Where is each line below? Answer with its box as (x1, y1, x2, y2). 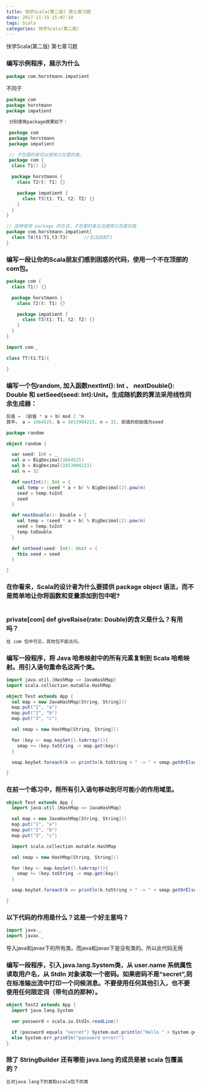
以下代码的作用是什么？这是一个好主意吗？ (6, 913, 129, 922)
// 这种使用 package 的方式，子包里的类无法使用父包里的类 (6, 223, 136, 229)
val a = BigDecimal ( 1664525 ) (11, 457, 84, 463)
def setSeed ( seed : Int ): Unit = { (11, 545, 98, 551)
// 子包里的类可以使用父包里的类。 (8, 151, 84, 158)
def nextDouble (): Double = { (11, 512, 87, 518)
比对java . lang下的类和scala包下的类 (6, 1078, 89, 1084)
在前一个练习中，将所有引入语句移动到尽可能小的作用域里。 (6, 785, 178, 794)
